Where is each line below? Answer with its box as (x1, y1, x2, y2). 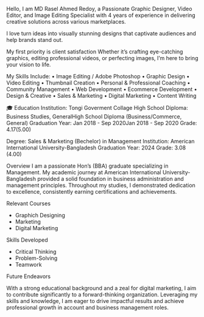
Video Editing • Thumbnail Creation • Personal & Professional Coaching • (6, 79, 191, 86)
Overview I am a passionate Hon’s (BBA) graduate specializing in (6, 162, 169, 169)
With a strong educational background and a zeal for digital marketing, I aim (6, 285, 197, 291)
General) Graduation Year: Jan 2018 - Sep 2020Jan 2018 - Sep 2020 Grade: (6, 120, 197, 126)
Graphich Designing (15, 212, 65, 219)
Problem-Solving (15, 254, 58, 262)
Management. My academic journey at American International (6, 169, 161, 176)
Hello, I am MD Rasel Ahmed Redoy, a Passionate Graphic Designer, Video (6, 5, 192, 12)
